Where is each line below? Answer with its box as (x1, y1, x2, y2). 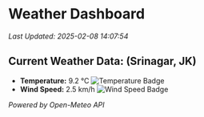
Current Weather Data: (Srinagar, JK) (8, 54, 198, 68)
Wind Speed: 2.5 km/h (19, 84, 95, 94)
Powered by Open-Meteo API (8, 99, 106, 109)
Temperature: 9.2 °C (19, 75, 90, 85)
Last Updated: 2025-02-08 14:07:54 (8, 31, 129, 41)
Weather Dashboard (8, 5, 146, 23)
